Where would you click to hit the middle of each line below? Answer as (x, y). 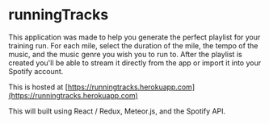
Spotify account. (36, 71)
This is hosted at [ (38, 87)
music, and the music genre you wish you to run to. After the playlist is (125, 54)
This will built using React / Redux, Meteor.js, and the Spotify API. (117, 111)
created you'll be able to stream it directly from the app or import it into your (134, 63)
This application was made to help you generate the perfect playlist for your (134, 37)
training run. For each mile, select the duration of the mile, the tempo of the (133, 45)
